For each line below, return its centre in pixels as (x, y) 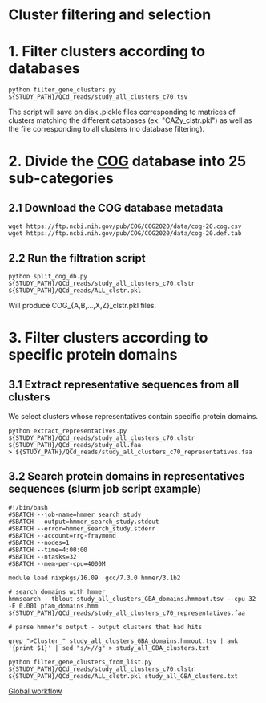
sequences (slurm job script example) (105, 489)
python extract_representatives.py (68, 431)
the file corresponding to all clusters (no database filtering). (107, 129)
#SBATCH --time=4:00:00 (48, 550)
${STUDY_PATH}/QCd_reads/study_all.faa (75, 445)
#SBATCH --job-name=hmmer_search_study (75, 514)
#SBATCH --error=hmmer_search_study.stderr (82, 528)
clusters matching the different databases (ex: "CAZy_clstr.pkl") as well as (130, 120)
